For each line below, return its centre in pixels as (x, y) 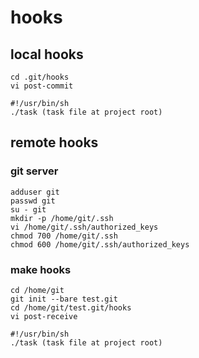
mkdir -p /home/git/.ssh (62, 218)
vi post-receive (44, 316)
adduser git (35, 192)
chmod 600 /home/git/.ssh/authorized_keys (100, 244)
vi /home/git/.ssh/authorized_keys (84, 227)
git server (34, 171)
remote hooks (54, 142)
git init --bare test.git (64, 299)
